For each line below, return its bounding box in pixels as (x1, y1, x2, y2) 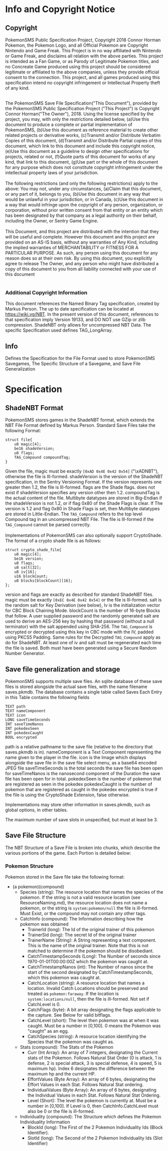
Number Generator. (5, 650, 45, 656)
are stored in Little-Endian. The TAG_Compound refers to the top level (5, 511, 143, 517)
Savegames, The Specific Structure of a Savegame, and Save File (5, 361, 141, 367)
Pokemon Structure (5, 862, 54, 869)
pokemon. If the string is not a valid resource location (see (20, 894, 140, 900)
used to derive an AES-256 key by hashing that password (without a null (5, 618, 154, 625)
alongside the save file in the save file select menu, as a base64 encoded (5, 759, 157, 765)
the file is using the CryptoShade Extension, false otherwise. (5, 792, 130, 798)
